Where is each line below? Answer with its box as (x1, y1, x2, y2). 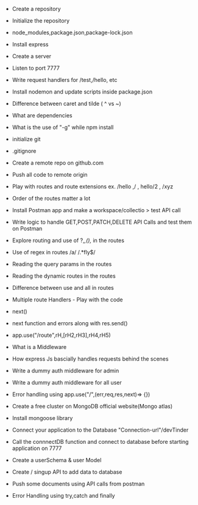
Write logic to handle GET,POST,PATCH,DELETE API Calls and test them (12, 218, 192, 226)
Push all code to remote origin (12, 171, 88, 178)
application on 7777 (12, 444, 62, 452)
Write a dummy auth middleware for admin (12, 367, 119, 374)
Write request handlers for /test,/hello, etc (12, 76, 118, 83)
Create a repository (12, 6, 61, 12)
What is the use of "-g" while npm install (12, 123, 114, 131)
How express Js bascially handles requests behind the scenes (12, 355, 169, 363)
